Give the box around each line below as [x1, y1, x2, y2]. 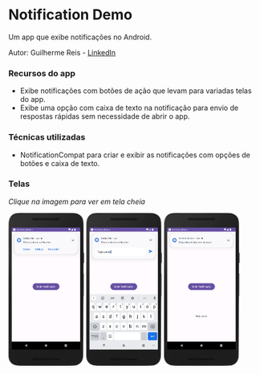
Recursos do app [8, 67, 76, 79]
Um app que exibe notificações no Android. [8, 32, 152, 42]
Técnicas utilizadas [8, 132, 86, 143]
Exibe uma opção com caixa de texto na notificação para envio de [19, 103, 239, 113]
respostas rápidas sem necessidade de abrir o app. [19, 112, 190, 121]
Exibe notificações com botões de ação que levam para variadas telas [19, 86, 252, 96]
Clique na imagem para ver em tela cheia [8, 197, 146, 206]
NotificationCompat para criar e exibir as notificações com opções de [19, 150, 250, 160]
